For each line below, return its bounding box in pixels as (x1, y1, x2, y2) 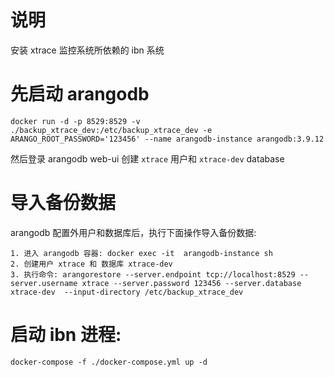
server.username (10, 278, 78, 288)
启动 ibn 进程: (10, 324, 122, 346)
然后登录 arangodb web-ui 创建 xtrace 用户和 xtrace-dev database (10, 152, 285, 165)
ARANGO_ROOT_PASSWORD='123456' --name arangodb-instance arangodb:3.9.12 (10, 134, 325, 144)
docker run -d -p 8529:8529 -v (10, 116, 141, 126)
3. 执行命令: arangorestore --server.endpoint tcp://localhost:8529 (10, 269, 296, 280)
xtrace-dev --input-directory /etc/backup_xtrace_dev (10, 287, 244, 297)
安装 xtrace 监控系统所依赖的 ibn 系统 (10, 44, 165, 56)
